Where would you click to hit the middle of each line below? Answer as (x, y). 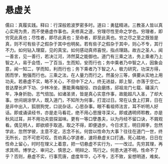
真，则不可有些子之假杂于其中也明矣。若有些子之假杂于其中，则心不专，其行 (84, 43)
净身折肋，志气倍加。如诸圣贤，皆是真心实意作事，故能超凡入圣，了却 (86, 93)
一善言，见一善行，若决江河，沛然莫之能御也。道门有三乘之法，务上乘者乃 (82, 56)
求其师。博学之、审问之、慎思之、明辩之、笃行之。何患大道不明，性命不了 (82, 150)
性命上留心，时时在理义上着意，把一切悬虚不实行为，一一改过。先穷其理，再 (84, 143)
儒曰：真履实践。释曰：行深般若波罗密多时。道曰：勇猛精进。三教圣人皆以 (82, 25)
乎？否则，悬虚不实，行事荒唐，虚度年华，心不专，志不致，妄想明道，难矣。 (84, 156)
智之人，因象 (145, 62)
